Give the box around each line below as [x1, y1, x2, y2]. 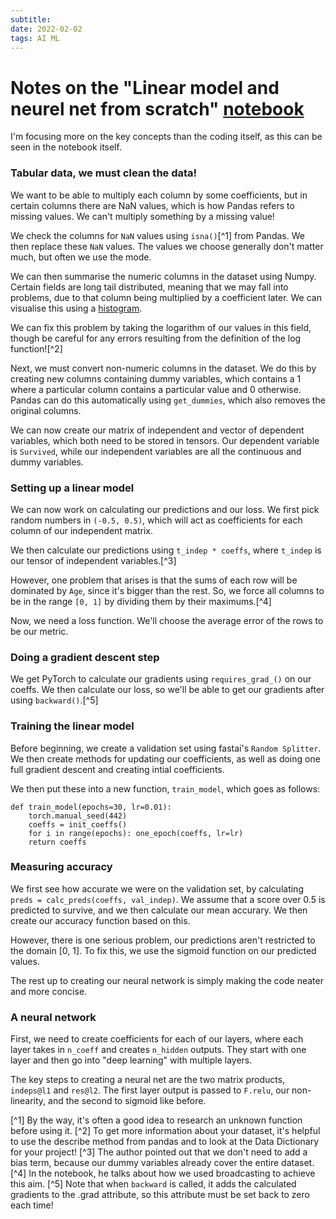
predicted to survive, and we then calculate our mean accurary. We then [10, 904, 308, 916]
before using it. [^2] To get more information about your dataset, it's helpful [10, 1125, 321, 1137]
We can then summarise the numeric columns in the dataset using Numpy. [10, 270, 317, 282]
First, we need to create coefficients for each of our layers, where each [10, 1033, 304, 1045]
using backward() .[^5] [10, 694, 99, 706]
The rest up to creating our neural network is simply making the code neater [10, 974, 324, 986]
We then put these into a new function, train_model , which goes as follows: [10, 782, 321, 795]
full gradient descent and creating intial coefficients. [10, 763, 225, 775]
